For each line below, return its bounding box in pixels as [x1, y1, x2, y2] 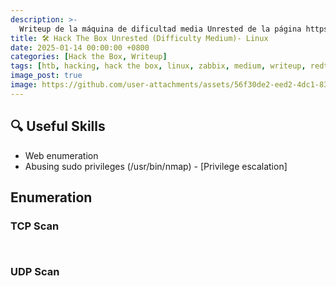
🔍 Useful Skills [10, 118, 106, 135]
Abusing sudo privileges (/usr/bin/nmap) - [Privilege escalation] [24, 160, 288, 172]
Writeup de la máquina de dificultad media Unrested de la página [19, 24, 302, 34]
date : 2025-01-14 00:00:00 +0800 [10, 42, 150, 53]
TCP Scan [10, 219, 60, 233]
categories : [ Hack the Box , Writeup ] [10, 52, 168, 62]
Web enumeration [24, 149, 99, 161]
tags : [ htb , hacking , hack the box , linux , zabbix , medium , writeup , [10, 61, 307, 71]
